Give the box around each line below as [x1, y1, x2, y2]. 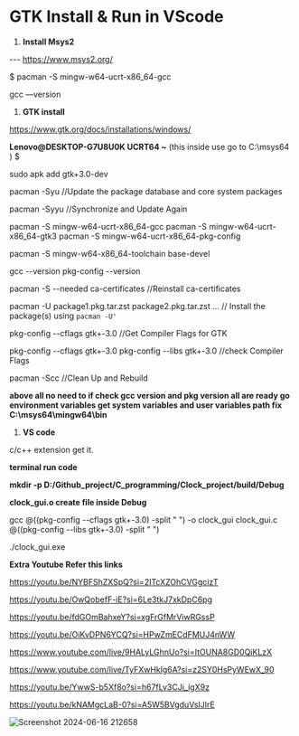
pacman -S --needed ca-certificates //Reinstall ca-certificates [9, 283, 241, 294]
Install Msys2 [22, 36, 75, 47]
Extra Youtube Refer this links [9, 559, 124, 570]
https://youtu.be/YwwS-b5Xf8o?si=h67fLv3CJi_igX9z [9, 681, 210, 693]
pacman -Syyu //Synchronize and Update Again [9, 203, 188, 214]
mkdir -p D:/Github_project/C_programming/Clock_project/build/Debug [9, 479, 285, 490]
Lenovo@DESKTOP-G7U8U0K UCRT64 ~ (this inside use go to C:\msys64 [9, 141, 290, 152]
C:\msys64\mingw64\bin [9, 409, 107, 420]
